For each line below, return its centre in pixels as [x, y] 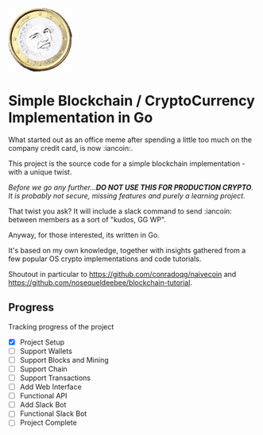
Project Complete [48, 423]
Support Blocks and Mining [64, 360]
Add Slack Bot [43, 405]
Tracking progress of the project [61, 326]
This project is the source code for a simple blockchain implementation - [127, 164]
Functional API [43, 396]
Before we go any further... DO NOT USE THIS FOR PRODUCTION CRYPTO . [131, 187]
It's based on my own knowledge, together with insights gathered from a [127, 250]
